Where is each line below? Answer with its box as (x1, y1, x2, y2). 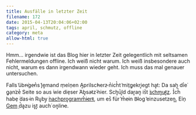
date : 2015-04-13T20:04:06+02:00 (6, 19, 88, 25)
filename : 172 (6, 14, 41, 20)
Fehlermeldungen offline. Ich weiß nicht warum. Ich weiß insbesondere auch (6, 57, 190, 64)
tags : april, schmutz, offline (6, 24, 82, 31)
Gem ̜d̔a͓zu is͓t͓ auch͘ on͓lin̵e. (6, 102, 69, 109)
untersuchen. (6, 70, 38, 77)
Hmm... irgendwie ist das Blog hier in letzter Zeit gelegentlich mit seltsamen (6, 52, 188, 58)
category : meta (6, 30, 43, 36)
